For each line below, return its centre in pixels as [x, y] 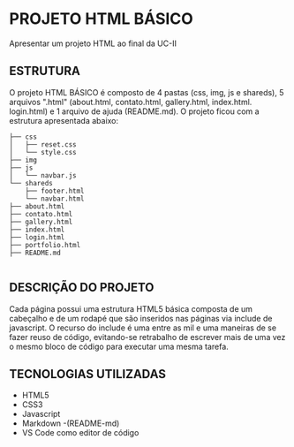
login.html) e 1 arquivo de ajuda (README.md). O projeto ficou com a [134, 111]
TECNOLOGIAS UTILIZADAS [87, 374]
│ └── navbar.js [43, 175]
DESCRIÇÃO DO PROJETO [82, 288]
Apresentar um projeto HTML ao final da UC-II [93, 43]
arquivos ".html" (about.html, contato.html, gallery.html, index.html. [131, 102]
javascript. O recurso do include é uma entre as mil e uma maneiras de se [143, 328]
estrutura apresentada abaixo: [64, 120]
